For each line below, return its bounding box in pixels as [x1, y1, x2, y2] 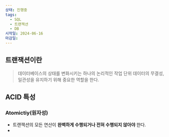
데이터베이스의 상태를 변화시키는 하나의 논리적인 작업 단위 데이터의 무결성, [17, 70, 164, 76]
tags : [5, 12, 17, 17]
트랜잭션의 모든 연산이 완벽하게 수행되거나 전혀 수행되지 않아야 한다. [12, 122, 146, 128]
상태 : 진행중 [5, 7, 28, 13]
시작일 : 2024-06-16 [5, 31, 43, 36]
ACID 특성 [5, 93, 36, 101]
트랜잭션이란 [5, 56, 42, 64]
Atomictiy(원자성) [5, 110, 48, 116]
